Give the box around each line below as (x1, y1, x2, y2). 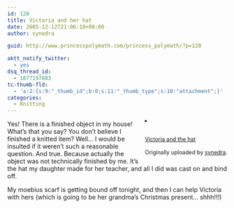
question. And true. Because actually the (7, 150, 124, 158)
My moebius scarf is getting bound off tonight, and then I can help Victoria (7, 186, 222, 194)
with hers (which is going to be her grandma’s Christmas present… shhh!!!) (7, 193, 222, 202)
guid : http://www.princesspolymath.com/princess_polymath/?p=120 (7, 43, 201, 50)
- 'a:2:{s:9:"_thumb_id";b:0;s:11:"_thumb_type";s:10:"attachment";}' (13, 88, 224, 95)
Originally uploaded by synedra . (145, 148, 228, 156)
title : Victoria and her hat (7, 17, 92, 24)
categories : (7, 94, 42, 102)
